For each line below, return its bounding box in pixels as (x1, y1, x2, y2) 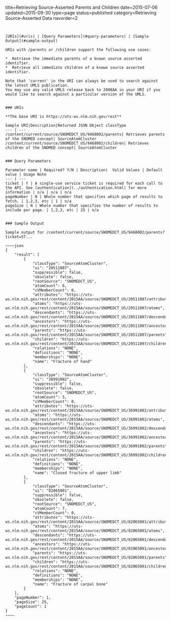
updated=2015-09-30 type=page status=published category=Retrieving (5, 10, 157, 16)
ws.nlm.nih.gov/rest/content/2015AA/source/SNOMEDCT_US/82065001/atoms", (5, 528, 165, 533)
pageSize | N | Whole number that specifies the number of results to (5, 203, 158, 208)
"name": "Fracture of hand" (32, 359, 93, 364)
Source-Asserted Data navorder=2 (5, 15, 78, 21)
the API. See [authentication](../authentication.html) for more (5, 185, 147, 190)
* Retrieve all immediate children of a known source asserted (5, 65, 145, 70)
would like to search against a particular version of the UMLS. (5, 92, 147, 97)
